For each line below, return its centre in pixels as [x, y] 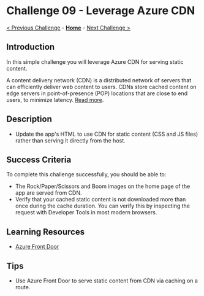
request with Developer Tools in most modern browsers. [86, 212]
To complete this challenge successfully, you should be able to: [86, 174]
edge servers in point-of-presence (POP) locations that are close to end [97, 93]
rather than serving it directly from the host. [70, 140]
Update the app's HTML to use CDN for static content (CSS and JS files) [106, 134]
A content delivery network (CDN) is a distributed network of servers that [99, 80]
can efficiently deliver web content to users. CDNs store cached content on [102, 87]
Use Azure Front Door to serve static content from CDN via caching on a [106, 281]
